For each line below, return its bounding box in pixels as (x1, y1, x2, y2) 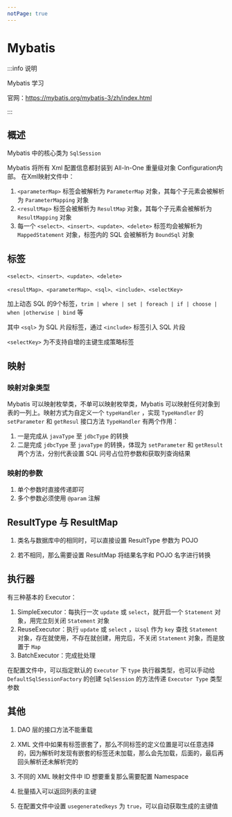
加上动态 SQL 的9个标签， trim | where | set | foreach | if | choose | (7, 299, 218, 308)
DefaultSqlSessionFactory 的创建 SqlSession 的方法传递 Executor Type (7, 675, 209, 683)
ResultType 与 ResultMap (7, 516, 118, 528)
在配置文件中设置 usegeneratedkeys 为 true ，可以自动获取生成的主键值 (17, 802, 218, 810)
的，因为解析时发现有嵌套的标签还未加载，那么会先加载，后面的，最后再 (17, 748, 224, 757)
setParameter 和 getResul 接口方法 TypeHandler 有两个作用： (7, 417, 179, 425)
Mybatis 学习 (7, 79, 44, 87)
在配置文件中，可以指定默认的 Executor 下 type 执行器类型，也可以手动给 (7, 666, 215, 674)
